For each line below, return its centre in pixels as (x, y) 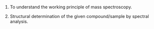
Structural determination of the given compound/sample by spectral (79, 16)
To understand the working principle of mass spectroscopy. (71, 7)
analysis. (19, 22)
